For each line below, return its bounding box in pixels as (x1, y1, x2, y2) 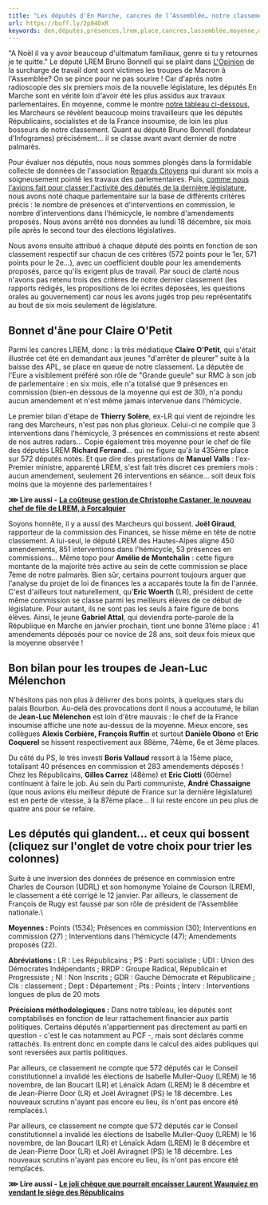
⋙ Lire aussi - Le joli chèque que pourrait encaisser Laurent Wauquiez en (8, 1179, 258, 1188)
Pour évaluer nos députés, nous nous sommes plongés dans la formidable (8, 158, 253, 167)
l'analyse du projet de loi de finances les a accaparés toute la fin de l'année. (8, 578, 258, 588)
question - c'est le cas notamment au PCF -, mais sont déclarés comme (8, 1030, 244, 1040)
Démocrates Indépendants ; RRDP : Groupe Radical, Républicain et (8, 963, 227, 973)
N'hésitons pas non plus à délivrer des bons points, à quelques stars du (8, 695, 244, 704)
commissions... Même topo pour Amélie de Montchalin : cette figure (8, 553, 234, 562)
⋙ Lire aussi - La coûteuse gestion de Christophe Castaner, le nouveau (8, 495, 251, 505)
